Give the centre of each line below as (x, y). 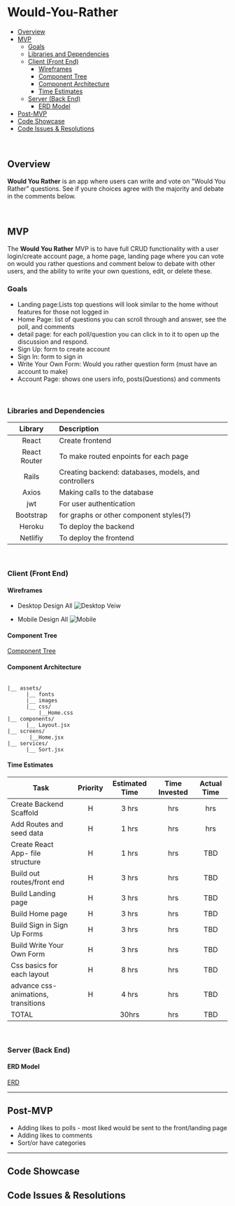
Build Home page (39, 913)
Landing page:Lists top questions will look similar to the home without (118, 304)
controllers (77, 481)
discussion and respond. (53, 342)
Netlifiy (31, 538)
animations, (30, 994)
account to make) (43, 371)
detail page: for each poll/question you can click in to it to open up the (118, 334)
